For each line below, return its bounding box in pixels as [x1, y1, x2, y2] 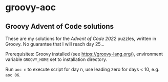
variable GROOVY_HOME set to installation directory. [5, 56, 108, 63]
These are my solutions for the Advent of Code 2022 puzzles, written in [5, 35, 157, 42]
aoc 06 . [5, 72, 20, 78]
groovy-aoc [5, 2, 56, 13]
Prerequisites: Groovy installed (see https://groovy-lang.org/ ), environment [5, 51, 163, 57]
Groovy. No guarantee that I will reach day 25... [5, 41, 105, 47]
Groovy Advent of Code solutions [5, 22, 114, 31]
